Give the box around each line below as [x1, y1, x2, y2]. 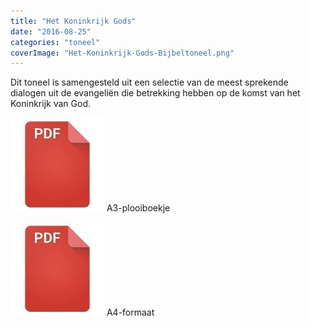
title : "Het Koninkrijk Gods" [10, 16, 137, 26]
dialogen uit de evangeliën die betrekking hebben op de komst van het [10, 87, 301, 99]
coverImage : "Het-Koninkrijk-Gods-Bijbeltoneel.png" [10, 48, 235, 58]
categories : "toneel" [10, 37, 101, 47]
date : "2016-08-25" [10, 26, 92, 37]
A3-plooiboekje [106, 202, 171, 214]
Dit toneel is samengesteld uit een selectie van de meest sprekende [10, 76, 289, 89]
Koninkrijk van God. [10, 98, 91, 110]
